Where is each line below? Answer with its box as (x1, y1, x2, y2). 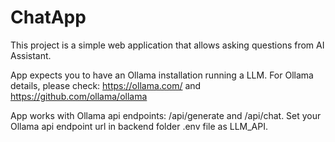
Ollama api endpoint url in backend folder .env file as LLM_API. (10, 120, 268, 132)
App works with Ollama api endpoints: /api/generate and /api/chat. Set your (10, 109, 322, 121)
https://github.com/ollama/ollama (10, 90, 148, 102)
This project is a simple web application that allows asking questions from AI (10, 39, 325, 51)
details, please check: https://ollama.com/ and (10, 79, 202, 91)
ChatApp (10, 6, 87, 29)
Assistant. (10, 49, 52, 61)
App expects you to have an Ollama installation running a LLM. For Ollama (10, 69, 314, 81)
